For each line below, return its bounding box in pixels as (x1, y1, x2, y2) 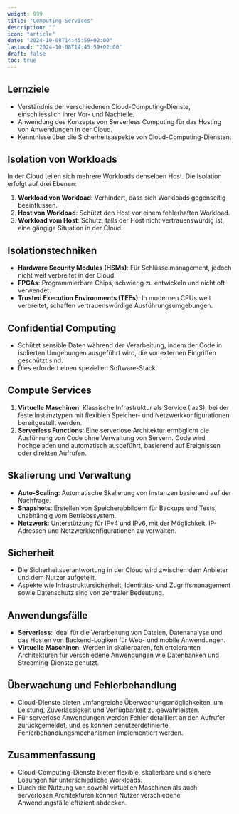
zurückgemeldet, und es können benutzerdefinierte (17, 721, 169, 730)
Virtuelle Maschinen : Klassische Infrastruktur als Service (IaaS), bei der (17, 403, 230, 412)
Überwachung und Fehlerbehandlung (7, 679, 177, 691)
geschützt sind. (17, 356, 63, 365)
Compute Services (7, 385, 92, 397)
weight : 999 (7, 10, 43, 18)
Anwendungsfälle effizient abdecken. (17, 798, 127, 807)
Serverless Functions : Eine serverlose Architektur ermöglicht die (17, 426, 210, 434)
